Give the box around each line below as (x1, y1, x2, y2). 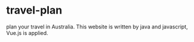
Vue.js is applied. (6, 29, 49, 36)
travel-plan (6, 4, 63, 17)
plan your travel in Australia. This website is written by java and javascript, (6, 23, 188, 30)
